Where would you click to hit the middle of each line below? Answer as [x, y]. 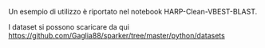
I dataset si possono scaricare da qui [69, 27]
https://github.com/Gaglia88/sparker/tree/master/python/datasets [117, 36]
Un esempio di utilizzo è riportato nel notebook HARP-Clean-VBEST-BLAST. [133, 12]
